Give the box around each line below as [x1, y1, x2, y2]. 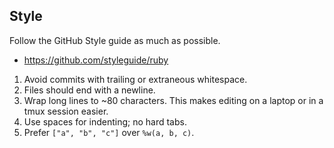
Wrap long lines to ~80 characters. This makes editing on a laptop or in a [23, 94, 324, 106]
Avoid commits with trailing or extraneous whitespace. [23, 73, 248, 85]
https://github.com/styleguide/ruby [23, 54, 169, 66]
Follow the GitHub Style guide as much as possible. [9, 34, 221, 46]
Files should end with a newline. [23, 84, 156, 96]
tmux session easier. [23, 105, 109, 117]
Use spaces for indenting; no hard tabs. [23, 115, 187, 128]
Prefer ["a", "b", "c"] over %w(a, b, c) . [23, 126, 195, 138]
